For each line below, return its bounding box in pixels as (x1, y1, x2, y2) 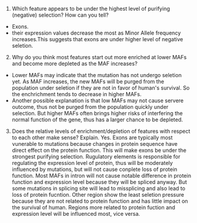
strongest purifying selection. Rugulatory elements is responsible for (11, 153, 181, 160)
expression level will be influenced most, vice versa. (11, 210, 140, 217)
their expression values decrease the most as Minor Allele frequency (11, 29, 181, 36)
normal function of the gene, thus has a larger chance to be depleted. (11, 116, 183, 123)
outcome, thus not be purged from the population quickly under (11, 103, 169, 110)
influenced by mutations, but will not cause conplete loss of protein (11, 166, 178, 173)
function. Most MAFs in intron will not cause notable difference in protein (11, 172, 192, 179)
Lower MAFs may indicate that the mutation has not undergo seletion (11, 72, 182, 78)
